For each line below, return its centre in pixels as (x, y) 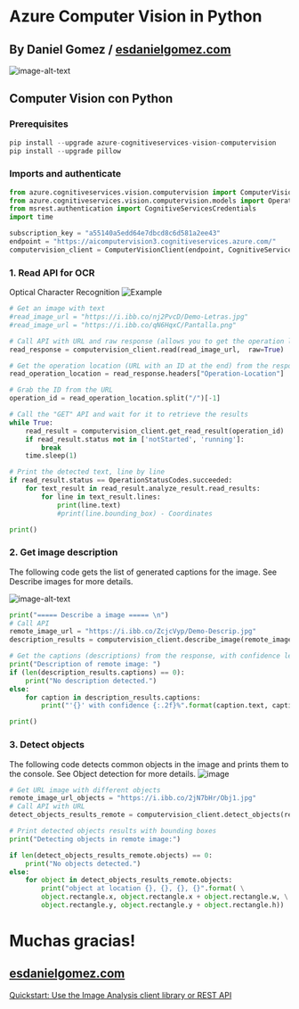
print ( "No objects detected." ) (83, 864)
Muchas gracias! (73, 941)
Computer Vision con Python (91, 99)
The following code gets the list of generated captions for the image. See (143, 572)
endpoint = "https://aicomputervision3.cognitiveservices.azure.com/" (143, 242)
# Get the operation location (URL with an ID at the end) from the (139, 366)
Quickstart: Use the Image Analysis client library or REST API (121, 995)
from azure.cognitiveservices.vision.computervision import (123, 192)
